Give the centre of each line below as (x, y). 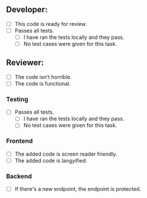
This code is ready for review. (51, 24)
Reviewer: (25, 63)
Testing (17, 99)
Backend (19, 176)
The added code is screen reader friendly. (66, 154)
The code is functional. (43, 83)
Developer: (27, 10)
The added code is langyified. (51, 160)
